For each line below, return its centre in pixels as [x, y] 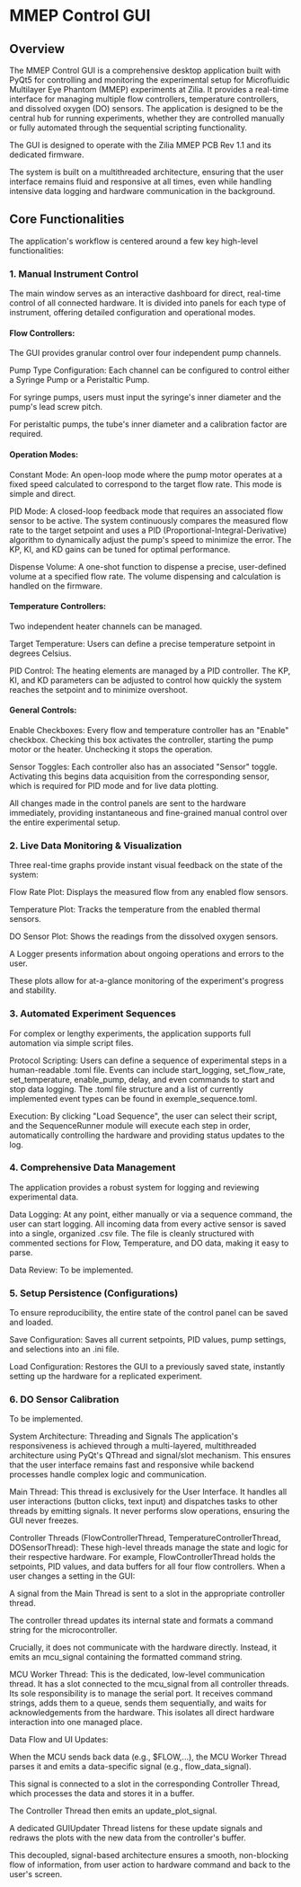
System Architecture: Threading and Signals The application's [124, 1436]
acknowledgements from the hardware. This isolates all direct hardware [142, 1713]
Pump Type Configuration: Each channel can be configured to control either [150, 370]
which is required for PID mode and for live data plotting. [114, 785]
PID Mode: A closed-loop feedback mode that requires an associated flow [146, 511]
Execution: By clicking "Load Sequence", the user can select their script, [143, 1116]
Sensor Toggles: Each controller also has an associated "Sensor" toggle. [144, 766]
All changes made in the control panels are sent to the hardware [128, 803]
